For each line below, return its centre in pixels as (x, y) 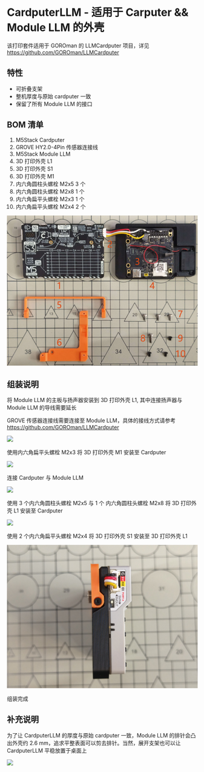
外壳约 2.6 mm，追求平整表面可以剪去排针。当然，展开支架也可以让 (96, 743)
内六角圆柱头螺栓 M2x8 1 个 (50, 191)
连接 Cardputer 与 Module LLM (45, 478)
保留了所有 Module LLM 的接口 (54, 104)
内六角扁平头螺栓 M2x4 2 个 (51, 206)
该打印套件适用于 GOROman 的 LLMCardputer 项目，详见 (78, 45)
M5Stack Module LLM (43, 154)
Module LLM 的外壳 (56, 28)
